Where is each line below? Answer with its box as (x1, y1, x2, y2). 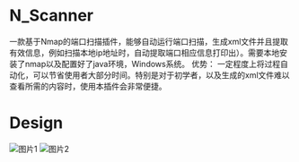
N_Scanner (9, 5, 94, 26)
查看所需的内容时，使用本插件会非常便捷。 (9, 81, 167, 91)
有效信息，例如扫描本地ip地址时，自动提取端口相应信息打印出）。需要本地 (9, 47, 280, 58)
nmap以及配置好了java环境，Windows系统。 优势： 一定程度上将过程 (24, 58, 281, 69)
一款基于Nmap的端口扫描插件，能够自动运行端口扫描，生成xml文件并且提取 (9, 36, 289, 47)
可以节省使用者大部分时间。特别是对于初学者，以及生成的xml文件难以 (32, 69, 290, 81)
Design (9, 113, 64, 133)
